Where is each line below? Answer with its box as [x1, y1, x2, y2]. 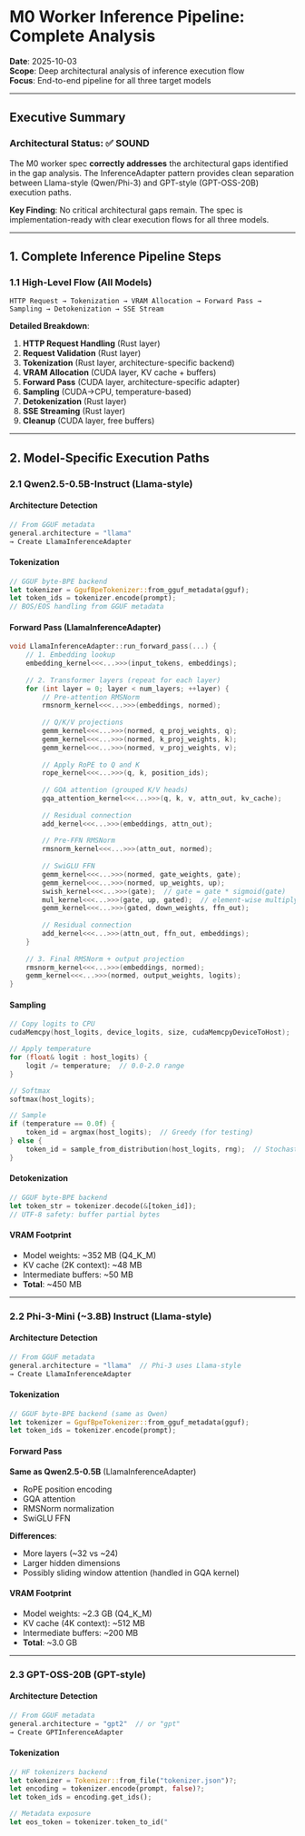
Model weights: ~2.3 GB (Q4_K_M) [22, 1608, 152, 1619]
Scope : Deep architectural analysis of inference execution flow [9, 65, 245, 76]
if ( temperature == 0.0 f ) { [9, 1119, 116, 1128]
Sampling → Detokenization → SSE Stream [9, 304, 165, 314]
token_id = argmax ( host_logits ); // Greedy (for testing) [25, 1128, 254, 1137]
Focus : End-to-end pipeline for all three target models [9, 74, 212, 85]
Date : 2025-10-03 [9, 55, 77, 66]
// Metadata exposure [9, 1810, 92, 1819]
